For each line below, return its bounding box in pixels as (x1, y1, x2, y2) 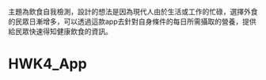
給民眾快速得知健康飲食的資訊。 (8, 27, 112, 36)
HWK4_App (8, 55, 87, 73)
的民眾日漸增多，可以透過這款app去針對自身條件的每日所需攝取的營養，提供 (8, 17, 257, 26)
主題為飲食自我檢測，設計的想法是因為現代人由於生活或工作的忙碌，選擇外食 (8, 7, 258, 16)
